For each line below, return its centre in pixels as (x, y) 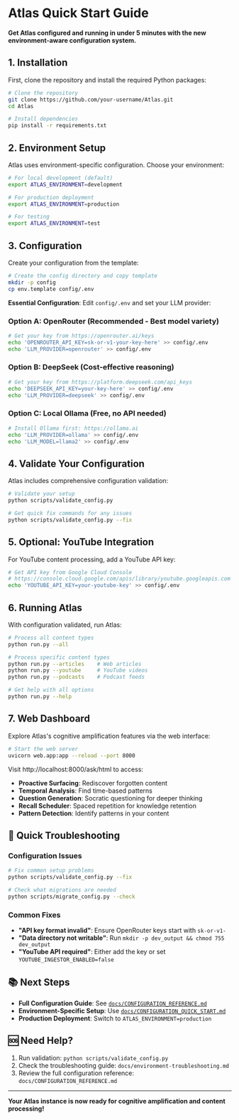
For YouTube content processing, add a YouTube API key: (92, 559)
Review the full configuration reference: (76, 1073)
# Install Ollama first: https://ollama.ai (73, 428)
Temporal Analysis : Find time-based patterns (85, 791)
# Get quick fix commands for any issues (70, 513)
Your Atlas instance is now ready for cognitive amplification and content (117, 1101)
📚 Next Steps (39, 982)
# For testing (29, 217)
